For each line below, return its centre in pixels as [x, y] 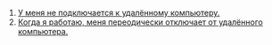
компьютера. [43, 31]
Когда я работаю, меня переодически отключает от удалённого [140, 22]
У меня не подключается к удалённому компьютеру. [119, 13]
